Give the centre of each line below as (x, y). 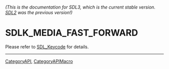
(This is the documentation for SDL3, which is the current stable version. (80, 7)
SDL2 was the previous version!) (39, 12)
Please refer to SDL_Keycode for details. (47, 47)
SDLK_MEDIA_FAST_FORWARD (72, 32)
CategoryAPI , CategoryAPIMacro (39, 61)
